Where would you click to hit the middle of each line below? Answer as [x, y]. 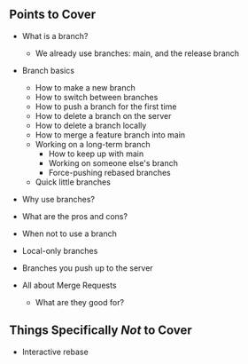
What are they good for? [80, 302]
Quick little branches [73, 182]
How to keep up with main [96, 154]
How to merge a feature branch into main [110, 135]
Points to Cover [52, 15]
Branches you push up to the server [87, 268]
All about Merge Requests [69, 285]
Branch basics [48, 70]
